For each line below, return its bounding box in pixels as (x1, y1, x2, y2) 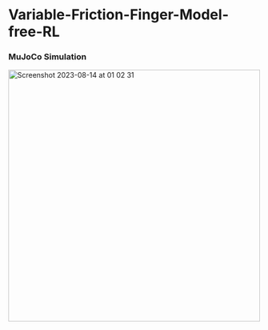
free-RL (8, 22, 60, 41)
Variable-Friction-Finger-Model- (8, 6, 230, 24)
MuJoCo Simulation (8, 51, 86, 62)
